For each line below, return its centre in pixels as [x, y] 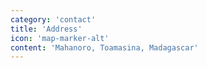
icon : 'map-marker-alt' [60, 38]
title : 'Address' [46, 29]
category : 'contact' [53, 19]
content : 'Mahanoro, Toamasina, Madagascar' [104, 47]
